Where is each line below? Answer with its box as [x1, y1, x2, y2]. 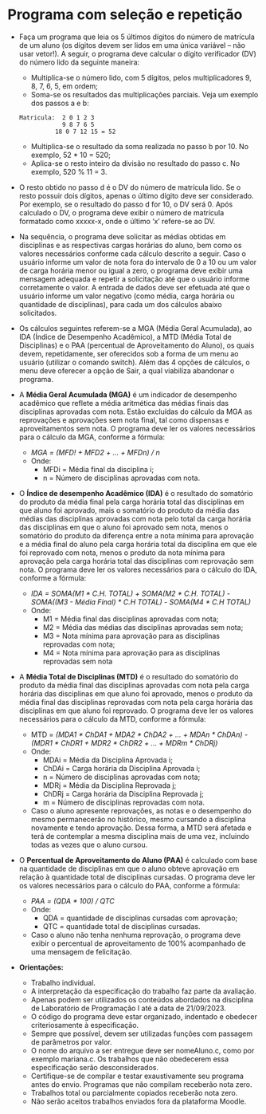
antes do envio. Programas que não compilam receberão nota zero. [30, 1079, 252, 1089]
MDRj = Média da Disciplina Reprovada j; [42, 780, 177, 790]
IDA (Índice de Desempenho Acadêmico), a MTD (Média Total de [18, 332, 232, 341]
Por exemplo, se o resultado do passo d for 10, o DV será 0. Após [18, 199, 233, 209]
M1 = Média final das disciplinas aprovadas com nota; [42, 614, 219, 624]
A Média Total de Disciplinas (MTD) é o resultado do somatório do [18, 671, 239, 681]
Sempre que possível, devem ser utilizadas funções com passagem [30, 1029, 252, 1038]
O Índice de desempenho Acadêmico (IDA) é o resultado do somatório [18, 488, 253, 498]
